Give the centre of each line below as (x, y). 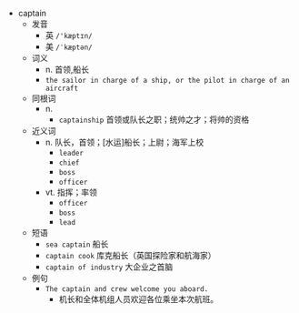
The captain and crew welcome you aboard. (127, 289)
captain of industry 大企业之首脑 (109, 267)
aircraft (62, 88)
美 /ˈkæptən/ (69, 46)
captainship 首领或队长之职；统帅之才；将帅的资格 (154, 119)
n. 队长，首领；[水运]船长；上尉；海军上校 (125, 142)
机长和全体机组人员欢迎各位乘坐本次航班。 (139, 299)
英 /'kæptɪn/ (69, 35)
